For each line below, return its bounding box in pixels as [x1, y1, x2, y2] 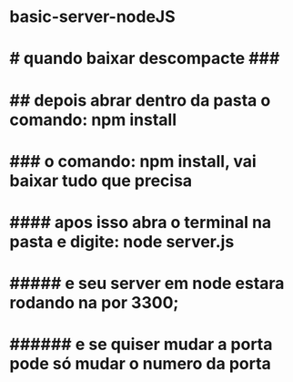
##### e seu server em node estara [9, 274, 285, 294]
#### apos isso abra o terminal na [9, 212, 272, 232]
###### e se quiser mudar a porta [9, 335, 273, 355]
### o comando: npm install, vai [9, 150, 257, 171]
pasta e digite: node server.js [9, 231, 235, 252]
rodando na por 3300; [9, 293, 179, 314]
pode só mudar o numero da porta [9, 354, 271, 375]
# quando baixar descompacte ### [9, 48, 280, 69]
